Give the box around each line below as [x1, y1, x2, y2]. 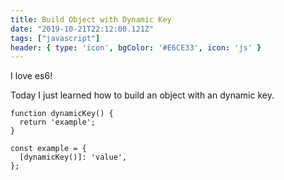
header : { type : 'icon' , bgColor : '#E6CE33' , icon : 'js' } [10, 42, 262, 53]
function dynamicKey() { [10, 109, 114, 119]
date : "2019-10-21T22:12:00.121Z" [10, 24, 155, 34]
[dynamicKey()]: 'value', [19, 152, 128, 163]
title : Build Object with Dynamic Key [10, 14, 172, 25]
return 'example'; [19, 117, 97, 128]
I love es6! [10, 70, 53, 82]
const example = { [10, 144, 87, 154]
